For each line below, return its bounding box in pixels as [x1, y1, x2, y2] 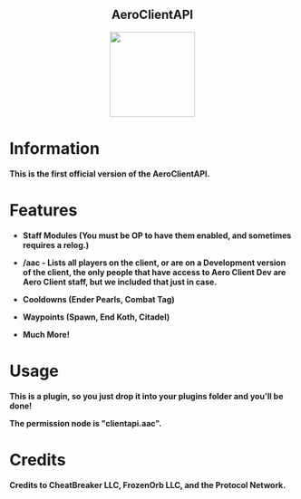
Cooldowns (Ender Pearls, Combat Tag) [22, 293, 175, 304]
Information [9, 139, 100, 158]
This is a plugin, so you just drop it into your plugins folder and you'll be [9, 390, 284, 401]
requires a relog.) [22, 239, 90, 250]
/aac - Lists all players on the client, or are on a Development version [22, 257, 286, 268]
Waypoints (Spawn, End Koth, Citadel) [22, 312, 170, 322]
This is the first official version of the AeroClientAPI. [9, 168, 210, 179]
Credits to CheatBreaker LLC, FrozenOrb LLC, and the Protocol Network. [9, 480, 286, 491]
